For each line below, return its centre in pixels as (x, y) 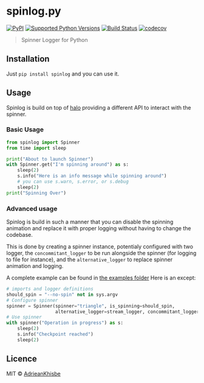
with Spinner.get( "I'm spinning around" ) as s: (68, 165)
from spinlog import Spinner (43, 142)
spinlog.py (34, 11)
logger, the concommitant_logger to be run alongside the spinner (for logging (101, 253)
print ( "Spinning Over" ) (36, 193)
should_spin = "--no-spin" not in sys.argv (62, 294)
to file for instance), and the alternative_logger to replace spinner (90, 259)
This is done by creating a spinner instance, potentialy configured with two (100, 247)
